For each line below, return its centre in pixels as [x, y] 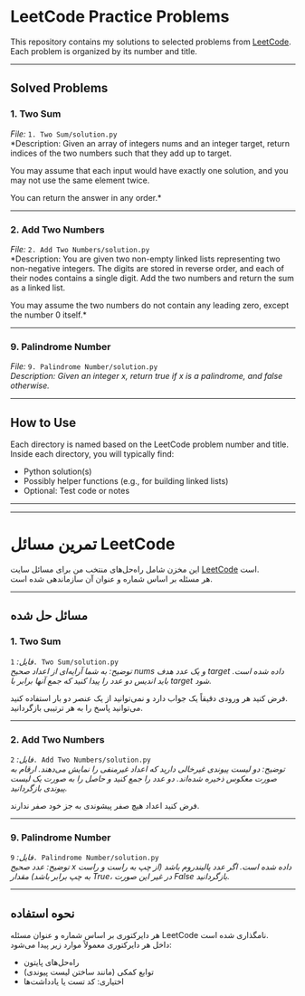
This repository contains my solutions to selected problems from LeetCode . [151, 42]
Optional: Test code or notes [76, 491]
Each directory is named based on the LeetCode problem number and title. [149, 444]
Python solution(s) [57, 471]
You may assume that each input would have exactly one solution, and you [149, 170]
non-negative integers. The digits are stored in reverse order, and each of [147, 268]
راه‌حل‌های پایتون [51, 963]
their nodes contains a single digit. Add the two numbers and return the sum [152, 278]
